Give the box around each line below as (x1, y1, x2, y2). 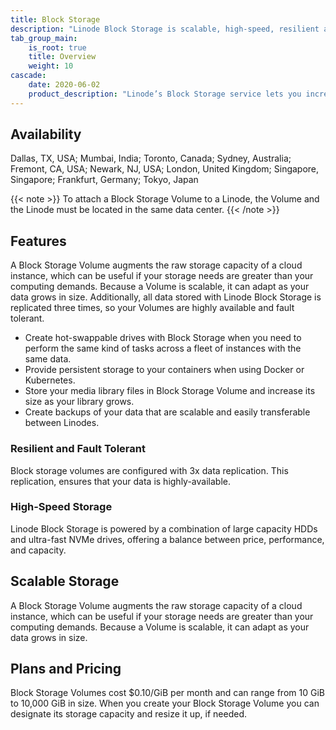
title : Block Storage (10, 14, 101, 25)
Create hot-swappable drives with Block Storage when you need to (24, 332, 302, 344)
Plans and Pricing (10, 661, 122, 678)
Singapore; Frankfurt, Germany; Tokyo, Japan (10, 174, 199, 186)
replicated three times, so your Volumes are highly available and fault (10, 302, 295, 314)
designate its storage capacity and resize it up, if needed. (10, 708, 248, 720)
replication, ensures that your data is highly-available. (10, 475, 231, 487)
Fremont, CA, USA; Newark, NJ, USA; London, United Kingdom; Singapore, (10, 163, 320, 175)
